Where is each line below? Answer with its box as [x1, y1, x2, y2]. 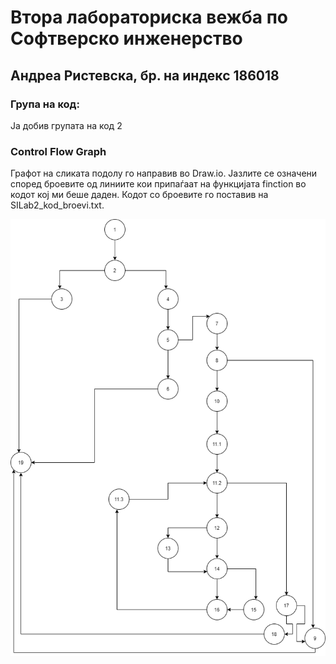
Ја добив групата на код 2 [10, 119, 123, 131]
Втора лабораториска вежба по [10, 6, 288, 29]
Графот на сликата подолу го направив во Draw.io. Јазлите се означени [10, 167, 318, 180]
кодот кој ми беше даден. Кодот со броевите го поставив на [10, 189, 269, 201]
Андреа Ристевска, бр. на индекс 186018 [10, 67, 280, 84]
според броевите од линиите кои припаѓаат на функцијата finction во [10, 178, 307, 190]
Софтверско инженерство [10, 27, 243, 50]
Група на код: [10, 97, 80, 111]
